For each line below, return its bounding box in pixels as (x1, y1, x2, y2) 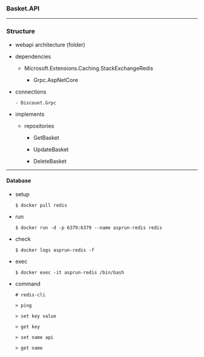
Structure (6, 27, 35, 36)
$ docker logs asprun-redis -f (15, 247, 95, 253)
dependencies (15, 53, 52, 60)
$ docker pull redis (15, 202, 67, 208)
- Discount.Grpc (15, 100, 56, 106)
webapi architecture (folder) (15, 41, 86, 48)
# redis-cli (15, 291, 46, 298)
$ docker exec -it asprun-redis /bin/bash (15, 269, 124, 276)
